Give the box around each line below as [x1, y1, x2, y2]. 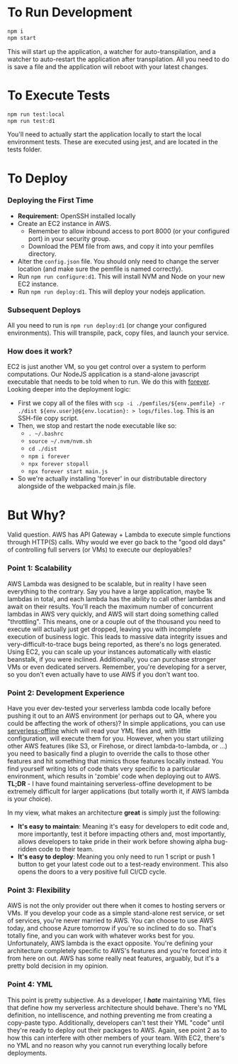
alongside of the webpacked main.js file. [17, 482, 136, 490]
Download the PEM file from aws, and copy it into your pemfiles [28, 242, 214, 250]
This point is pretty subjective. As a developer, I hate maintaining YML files [7, 996, 226, 1004]
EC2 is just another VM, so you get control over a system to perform [7, 362, 206, 371]
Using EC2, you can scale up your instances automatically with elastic [7, 647, 212, 656]
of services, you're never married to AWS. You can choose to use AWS [7, 916, 214, 925]
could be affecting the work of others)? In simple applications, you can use [7, 719, 225, 727]
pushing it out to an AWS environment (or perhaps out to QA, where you [7, 711, 217, 720]
